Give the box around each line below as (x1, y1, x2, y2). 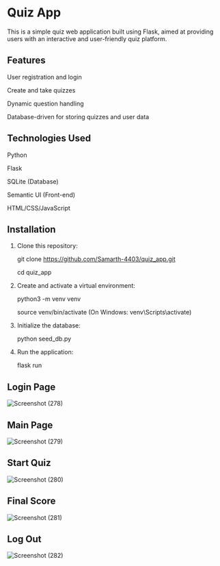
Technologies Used (7, 132, 91, 145)
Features (7, 55, 46, 66)
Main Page (7, 419, 53, 431)
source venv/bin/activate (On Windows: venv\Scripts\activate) (16, 308, 192, 317)
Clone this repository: (16, 242, 78, 250)
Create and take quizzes (7, 86, 76, 94)
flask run (16, 361, 42, 369)
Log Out (7, 533, 42, 545)
